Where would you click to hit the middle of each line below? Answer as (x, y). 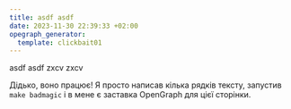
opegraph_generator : (48, 34)
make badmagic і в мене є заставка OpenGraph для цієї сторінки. (130, 95)
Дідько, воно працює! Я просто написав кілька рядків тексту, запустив (145, 85)
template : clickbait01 (60, 42)
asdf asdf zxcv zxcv (46, 68)
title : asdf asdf (42, 17)
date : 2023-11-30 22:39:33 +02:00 (74, 26)
